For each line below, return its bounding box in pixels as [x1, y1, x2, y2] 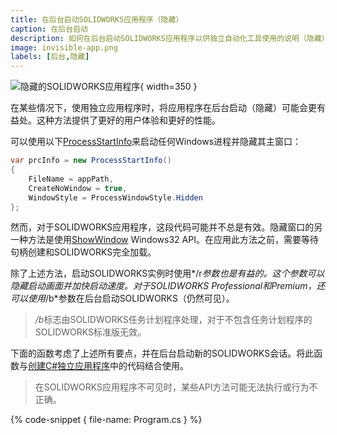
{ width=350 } [139, 81, 198, 93]
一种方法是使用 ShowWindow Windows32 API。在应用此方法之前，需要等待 [10, 234, 319, 246]
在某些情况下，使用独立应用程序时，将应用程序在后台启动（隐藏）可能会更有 [10, 102, 326, 114]
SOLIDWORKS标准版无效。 [34, 326, 147, 338]
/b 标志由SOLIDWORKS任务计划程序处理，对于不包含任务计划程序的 [34, 314, 313, 326]
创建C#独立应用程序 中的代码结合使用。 [28, 360, 190, 372]
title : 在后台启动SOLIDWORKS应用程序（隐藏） [10, 14, 184, 25]
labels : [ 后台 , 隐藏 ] [10, 52, 90, 62]
